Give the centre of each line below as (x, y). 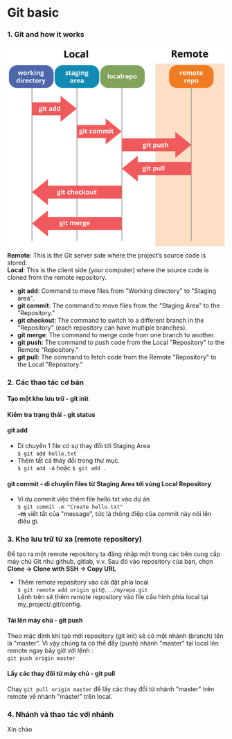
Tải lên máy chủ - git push (45, 621)
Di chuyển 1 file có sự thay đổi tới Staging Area (83, 445)
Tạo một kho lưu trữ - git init (48, 399)
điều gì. (28, 522)
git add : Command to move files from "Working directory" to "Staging (117, 291)
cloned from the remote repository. (57, 277)
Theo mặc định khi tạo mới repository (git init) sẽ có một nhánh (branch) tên (115, 636)
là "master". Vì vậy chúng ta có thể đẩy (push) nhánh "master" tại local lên (113, 643)
